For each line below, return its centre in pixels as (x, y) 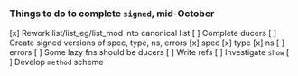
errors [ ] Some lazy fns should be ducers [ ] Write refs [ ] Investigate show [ (149, 52)
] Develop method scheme (56, 62)
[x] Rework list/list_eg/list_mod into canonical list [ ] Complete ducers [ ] (143, 33)
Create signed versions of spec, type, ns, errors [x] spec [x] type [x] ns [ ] (147, 43)
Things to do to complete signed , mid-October (112, 14)
